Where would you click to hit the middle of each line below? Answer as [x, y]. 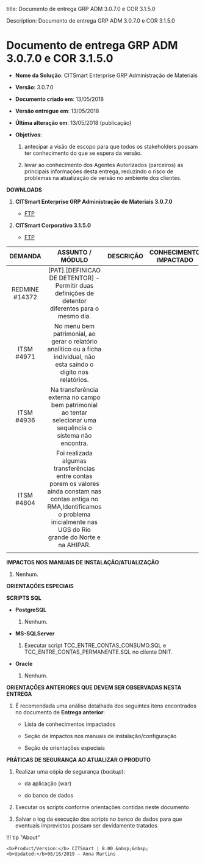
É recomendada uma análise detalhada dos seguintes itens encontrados [106, 706]
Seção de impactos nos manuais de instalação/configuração [100, 736]
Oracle [24, 663]
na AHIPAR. [74, 545]
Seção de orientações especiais [65, 748]
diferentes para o [74, 308]
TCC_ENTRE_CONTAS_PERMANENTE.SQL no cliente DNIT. [98, 652]
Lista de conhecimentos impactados [70, 724]
